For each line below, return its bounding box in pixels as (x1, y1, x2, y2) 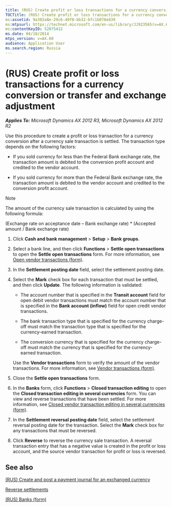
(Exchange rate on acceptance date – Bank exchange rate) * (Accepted (5, 220, 156, 226)
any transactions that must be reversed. (12, 427, 97, 433)
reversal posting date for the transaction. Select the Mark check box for (12, 422, 164, 428)
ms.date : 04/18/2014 (5, 31, 50, 36)
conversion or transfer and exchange (5, 89, 166, 101)
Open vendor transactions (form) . (12, 257, 84, 263)
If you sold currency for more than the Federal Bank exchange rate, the (12, 174, 163, 180)
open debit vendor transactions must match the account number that (20, 297, 166, 303)
